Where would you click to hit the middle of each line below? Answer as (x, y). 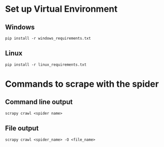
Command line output (39, 102)
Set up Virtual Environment (61, 9)
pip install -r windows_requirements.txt (48, 38)
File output (22, 128)
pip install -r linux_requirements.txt (46, 65)
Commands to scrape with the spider (82, 84)
